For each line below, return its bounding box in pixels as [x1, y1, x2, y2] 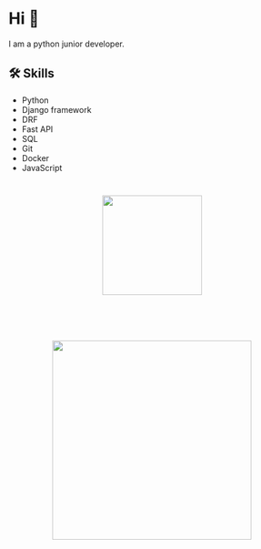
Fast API [21, 123, 54, 135]
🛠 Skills [8, 66, 55, 81]
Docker [21, 152, 50, 163]
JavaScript [21, 162, 63, 173]
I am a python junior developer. [8, 38, 125, 49]
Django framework [21, 104, 92, 115]
